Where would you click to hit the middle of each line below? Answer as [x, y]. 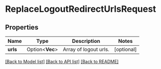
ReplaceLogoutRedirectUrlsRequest [81, 9]
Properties [22, 27]
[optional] [125, 49]
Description [86, 41]
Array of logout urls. [86, 49]
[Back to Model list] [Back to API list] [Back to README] [62, 62]
